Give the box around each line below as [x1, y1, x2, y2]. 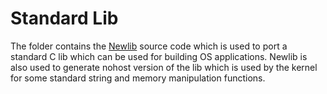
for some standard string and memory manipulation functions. [10, 72, 266, 84]
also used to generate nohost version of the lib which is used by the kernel [10, 61, 318, 73]
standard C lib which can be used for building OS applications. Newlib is [10, 50, 308, 62]
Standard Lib [10, 7, 119, 30]
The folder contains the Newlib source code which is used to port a [10, 40, 288, 52]
